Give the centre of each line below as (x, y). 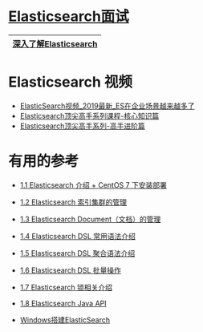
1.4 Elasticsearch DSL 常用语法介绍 (78, 236)
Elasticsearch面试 (69, 16)
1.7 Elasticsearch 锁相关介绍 (66, 287)
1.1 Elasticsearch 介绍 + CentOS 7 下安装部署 (93, 184)
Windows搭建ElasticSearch (65, 320)
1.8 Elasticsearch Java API (63, 303)
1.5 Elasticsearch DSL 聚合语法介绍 (77, 253)
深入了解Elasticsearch (55, 43)
